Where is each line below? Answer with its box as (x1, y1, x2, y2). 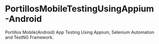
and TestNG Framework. (5, 34, 54, 40)
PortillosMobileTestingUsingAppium (5, 3, 154, 14)
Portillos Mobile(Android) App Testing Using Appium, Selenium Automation (5, 29, 154, 35)
